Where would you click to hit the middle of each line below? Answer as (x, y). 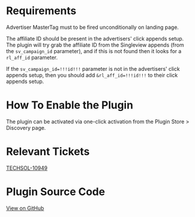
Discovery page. (26, 127)
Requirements (41, 11)
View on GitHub (25, 208)
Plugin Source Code (56, 192)
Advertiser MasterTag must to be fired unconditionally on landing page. (92, 27)
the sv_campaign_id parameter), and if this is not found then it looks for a (94, 51)
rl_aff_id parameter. (32, 57)
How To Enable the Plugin (70, 105)
